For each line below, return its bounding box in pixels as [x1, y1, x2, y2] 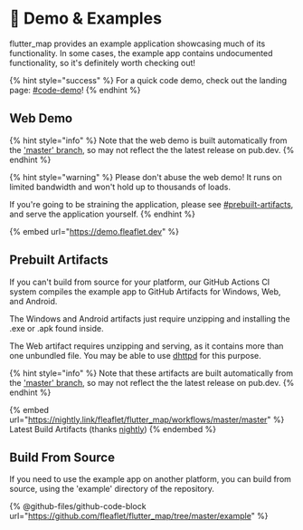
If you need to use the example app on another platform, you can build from [9, 474, 292, 485]
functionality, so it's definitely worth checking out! [9, 57, 196, 68]
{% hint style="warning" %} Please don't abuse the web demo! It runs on [9, 171, 282, 182]
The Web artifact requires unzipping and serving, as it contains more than [9, 340, 284, 352]
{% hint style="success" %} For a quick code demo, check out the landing [9, 74, 288, 85]
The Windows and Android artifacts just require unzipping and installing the [9, 313, 291, 324]
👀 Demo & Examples [9, 8, 163, 29]
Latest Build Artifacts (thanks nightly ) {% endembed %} [9, 423, 217, 434]
